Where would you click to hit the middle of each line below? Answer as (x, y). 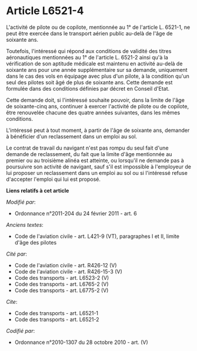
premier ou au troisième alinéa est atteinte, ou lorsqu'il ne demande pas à (95, 160)
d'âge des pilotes (36, 242)
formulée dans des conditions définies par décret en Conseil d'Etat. (88, 88)
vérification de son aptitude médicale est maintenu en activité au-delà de (94, 64)
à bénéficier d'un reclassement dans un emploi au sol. (72, 136)
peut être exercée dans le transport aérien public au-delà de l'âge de (89, 33)
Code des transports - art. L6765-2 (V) (61, 284)
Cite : (12, 302)
